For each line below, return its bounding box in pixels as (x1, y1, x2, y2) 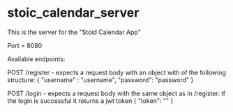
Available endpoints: (7, 54, 66, 63)
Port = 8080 (7, 41, 43, 49)
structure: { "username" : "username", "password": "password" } (7, 75, 194, 84)
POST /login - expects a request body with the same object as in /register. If (7, 89, 225, 97)
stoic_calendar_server (7, 5, 140, 21)
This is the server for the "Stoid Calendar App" (7, 28, 141, 36)
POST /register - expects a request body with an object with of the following (7, 68, 227, 77)
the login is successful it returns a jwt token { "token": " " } (7, 96, 174, 105)
